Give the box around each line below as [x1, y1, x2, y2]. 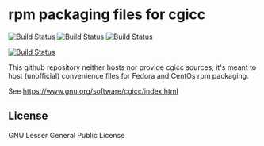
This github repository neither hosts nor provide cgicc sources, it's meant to [8, 62, 257, 72]
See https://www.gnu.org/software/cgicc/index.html [8, 86, 178, 96]
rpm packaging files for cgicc [8, 6, 206, 24]
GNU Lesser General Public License [8, 130, 125, 140]
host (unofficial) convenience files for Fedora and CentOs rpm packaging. [8, 71, 249, 80]
